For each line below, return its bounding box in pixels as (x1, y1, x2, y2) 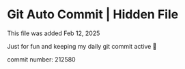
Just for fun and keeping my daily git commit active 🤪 (7, 42, 157, 50)
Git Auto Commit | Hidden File (7, 7, 179, 22)
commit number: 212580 (7, 55, 76, 64)
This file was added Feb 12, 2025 (7, 29, 100, 37)
